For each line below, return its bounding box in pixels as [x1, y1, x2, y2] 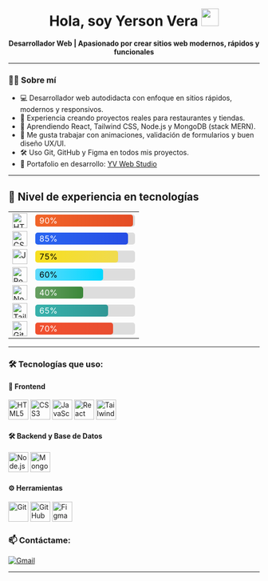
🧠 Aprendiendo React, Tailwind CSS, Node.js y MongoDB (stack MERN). [19, 122, 256, 131]
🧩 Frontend [8, 381, 45, 391]
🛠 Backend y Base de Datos [8, 431, 103, 440]
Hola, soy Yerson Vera [49, 12, 199, 30]
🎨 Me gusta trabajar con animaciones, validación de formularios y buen [19, 130, 254, 140]
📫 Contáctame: [8, 535, 71, 546]
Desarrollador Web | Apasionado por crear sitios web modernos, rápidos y [8, 38, 260, 48]
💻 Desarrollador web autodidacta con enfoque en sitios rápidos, [19, 93, 233, 103]
